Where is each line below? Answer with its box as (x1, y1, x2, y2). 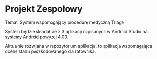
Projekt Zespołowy (5, 3, 83, 15)
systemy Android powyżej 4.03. (5, 34, 69, 40)
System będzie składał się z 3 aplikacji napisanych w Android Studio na (5, 29, 148, 34)
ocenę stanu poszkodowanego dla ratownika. (5, 48, 96, 54)
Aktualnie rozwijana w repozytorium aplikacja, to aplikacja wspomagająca (5, 43, 152, 49)
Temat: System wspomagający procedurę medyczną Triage (5, 19, 124, 25)
